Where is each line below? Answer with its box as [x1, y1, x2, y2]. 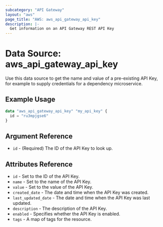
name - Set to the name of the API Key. [12, 179, 92, 185]
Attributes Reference [5, 160, 73, 168]
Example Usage [5, 95, 56, 104]
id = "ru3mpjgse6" [10, 113, 49, 119]
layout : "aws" [5, 12, 35, 17]
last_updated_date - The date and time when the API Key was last [12, 195, 150, 201]
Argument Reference [5, 132, 73, 140]
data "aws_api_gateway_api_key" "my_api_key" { [5, 108, 108, 113]
